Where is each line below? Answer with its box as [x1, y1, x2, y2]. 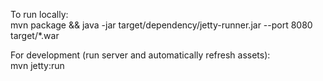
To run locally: [10, 9, 69, 20]
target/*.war [10, 30, 60, 41]
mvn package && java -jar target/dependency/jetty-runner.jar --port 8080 [10, 19, 313, 31]
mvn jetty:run [10, 60, 65, 71]
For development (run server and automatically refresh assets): [10, 49, 271, 61]
